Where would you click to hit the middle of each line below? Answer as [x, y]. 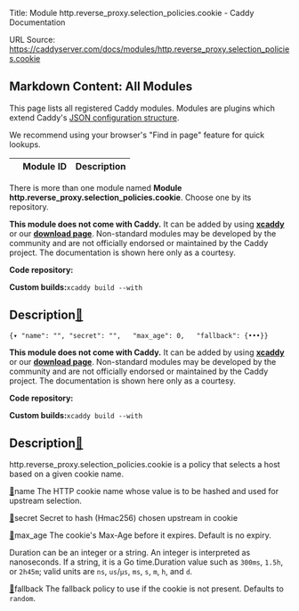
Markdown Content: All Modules [101, 87]
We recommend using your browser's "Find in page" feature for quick [137, 135]
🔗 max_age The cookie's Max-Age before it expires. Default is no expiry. [140, 535]
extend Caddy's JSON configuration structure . [94, 117]
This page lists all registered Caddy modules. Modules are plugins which [142, 108]
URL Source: [32, 40]
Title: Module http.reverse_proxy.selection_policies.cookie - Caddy [132, 13]
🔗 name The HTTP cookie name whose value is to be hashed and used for [144, 491]
